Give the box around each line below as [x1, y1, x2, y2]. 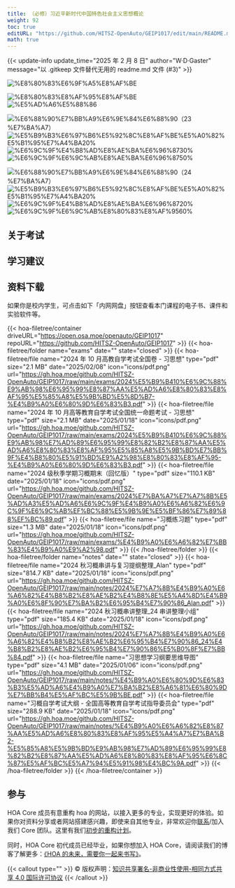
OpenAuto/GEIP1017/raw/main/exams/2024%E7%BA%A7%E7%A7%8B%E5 [7, 491, 227, 500]
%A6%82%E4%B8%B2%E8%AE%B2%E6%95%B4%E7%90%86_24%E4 [7, 637, 222, 645]
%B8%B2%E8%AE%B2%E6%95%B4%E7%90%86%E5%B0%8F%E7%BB [7, 644, 226, 653]
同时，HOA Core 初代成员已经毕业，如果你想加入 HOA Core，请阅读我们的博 [7, 840, 228, 849]
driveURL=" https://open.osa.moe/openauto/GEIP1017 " [7, 331, 164, 340]
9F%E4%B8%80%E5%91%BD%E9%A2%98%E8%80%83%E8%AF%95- [7, 453, 222, 461]
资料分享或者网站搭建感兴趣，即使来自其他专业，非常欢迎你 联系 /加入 [25, 817, 225, 826]
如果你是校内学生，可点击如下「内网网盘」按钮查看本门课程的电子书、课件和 [7, 301, 228, 309]
